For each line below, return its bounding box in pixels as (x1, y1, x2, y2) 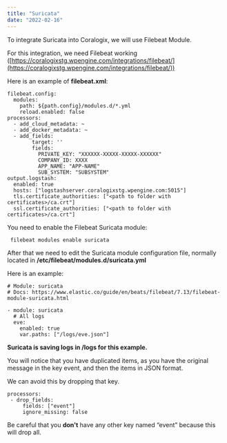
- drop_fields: (10, 396, 54, 404)
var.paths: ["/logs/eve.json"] (19, 331, 110, 338)
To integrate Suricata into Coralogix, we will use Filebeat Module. (7, 35, 192, 43)
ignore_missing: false (22, 408, 88, 415)
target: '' (32, 139, 63, 146)
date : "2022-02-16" (7, 17, 63, 23)
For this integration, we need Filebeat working (7, 49, 138, 57)
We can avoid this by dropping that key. (7, 377, 119, 385)
